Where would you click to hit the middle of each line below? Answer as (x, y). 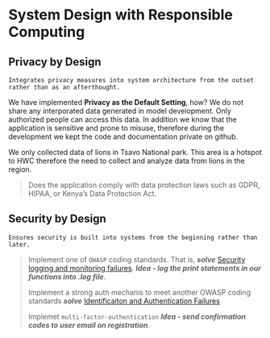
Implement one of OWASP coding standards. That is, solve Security (137, 259)
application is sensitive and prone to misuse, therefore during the (116, 128)
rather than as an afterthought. (64, 87)
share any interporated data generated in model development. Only (120, 111)
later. (19, 244)
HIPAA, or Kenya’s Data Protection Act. (92, 194)
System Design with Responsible (121, 15)
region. (20, 169)
